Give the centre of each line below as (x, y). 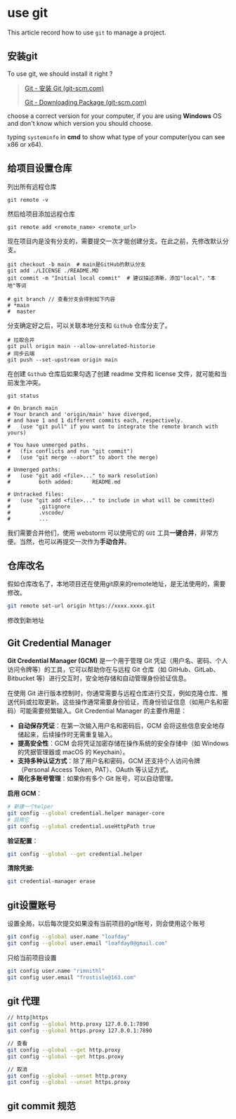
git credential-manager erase (52, 881)
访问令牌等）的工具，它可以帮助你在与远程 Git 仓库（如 (87, 670)
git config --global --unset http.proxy (67, 1076)
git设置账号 (32, 905)
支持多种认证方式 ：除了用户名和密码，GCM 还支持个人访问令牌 (109, 761)
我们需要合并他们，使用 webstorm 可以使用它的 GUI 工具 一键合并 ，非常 (110, 533)
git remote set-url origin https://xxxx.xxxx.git (81, 606)
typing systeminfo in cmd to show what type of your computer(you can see (116, 137)
